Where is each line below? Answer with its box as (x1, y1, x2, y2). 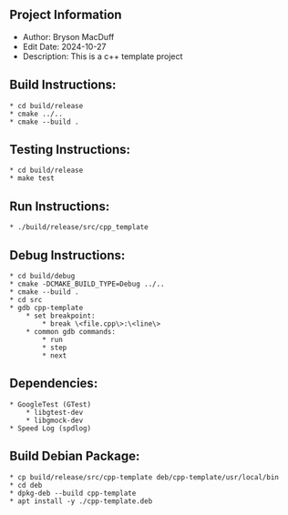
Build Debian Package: (9, 449, 140, 464)
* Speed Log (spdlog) (9, 423, 92, 433)
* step (42, 343, 67, 353)
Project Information (9, 7, 122, 23)
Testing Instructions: (9, 142, 130, 157)
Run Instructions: (9, 198, 110, 214)
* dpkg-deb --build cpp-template (9, 489, 137, 498)
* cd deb (9, 480, 43, 490)
